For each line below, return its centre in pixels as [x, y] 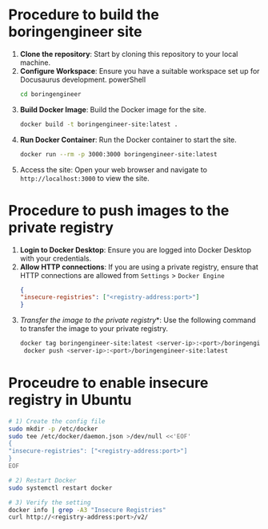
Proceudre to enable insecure [108, 383]
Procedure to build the [84, 15]
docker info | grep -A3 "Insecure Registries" [87, 510]
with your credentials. [56, 258]
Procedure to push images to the [119, 210]
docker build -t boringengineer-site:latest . [99, 124]
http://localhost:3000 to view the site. [84, 178]
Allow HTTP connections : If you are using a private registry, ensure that [139, 267]
